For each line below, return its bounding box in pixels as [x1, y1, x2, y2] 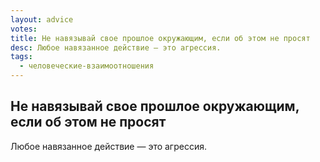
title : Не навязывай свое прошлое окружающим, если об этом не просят [10, 33, 311, 43]
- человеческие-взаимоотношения [19, 61, 155, 71]
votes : [10, 24, 38, 34]
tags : [10, 52, 33, 62]
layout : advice [10, 14, 74, 25]
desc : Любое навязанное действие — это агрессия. [10, 42, 222, 53]
